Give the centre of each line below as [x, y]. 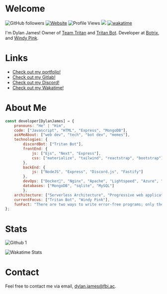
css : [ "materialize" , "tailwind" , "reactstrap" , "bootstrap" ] [97, 158]
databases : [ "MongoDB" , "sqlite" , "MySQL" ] [69, 186]
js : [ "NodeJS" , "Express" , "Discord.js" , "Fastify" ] [87, 172]
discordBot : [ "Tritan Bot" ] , [53, 144]
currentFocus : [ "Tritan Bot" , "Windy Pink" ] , [62, 199]
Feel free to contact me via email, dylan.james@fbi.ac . [61, 286]
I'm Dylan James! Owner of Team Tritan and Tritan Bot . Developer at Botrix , [82, 32]
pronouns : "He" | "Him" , [40, 126]
